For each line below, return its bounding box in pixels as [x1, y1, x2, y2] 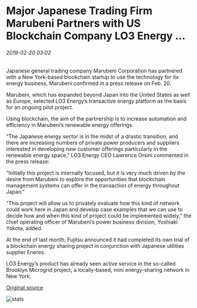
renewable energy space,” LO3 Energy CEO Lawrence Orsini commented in [6, 152, 189, 159]
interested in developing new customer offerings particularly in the [6, 146, 168, 153]
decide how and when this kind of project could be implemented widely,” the [6, 212, 192, 219]
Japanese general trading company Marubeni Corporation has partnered [6, 67, 183, 74]
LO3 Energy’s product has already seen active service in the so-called [6, 260, 176, 267]
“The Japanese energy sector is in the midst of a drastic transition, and [6, 133, 178, 140]
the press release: [6, 158, 50, 165]
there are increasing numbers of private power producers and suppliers [6, 139, 179, 146]
